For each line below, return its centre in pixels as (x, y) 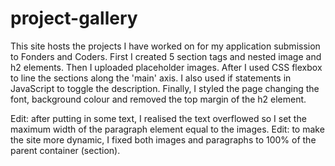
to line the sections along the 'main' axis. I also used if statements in (151, 78)
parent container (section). (65, 150)
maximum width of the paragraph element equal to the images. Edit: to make (167, 129)
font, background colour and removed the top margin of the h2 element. (158, 99)
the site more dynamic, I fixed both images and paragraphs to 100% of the (163, 139)
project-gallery (74, 18)
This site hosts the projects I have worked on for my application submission (165, 46)
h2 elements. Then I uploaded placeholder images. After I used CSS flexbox (166, 67)
